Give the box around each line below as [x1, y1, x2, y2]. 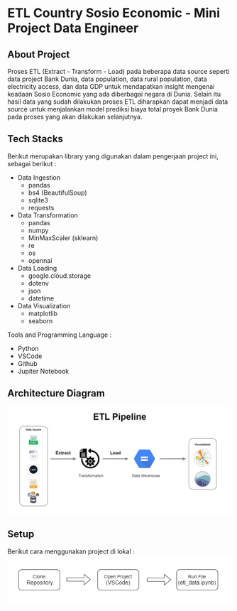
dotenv [28, 279, 50, 287]
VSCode [17, 352, 43, 360]
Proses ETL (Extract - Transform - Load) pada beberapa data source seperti [7, 67, 230, 75]
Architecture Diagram [7, 387, 105, 399]
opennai [28, 256, 53, 264]
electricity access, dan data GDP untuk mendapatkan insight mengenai [7, 82, 215, 90]
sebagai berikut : [7, 159, 57, 168]
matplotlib [28, 309, 58, 318]
